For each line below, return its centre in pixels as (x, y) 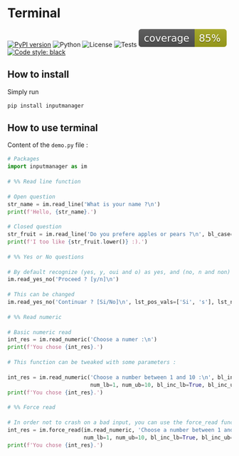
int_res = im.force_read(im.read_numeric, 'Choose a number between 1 (114, 430)
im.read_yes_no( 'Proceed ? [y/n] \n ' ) (63, 280)
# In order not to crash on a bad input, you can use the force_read (113, 422)
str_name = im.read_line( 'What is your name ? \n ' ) (84, 204)
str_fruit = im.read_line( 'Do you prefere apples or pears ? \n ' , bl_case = (121, 234)
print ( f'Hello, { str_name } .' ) (52, 212)
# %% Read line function (44, 182)
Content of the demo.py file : (48, 145)
